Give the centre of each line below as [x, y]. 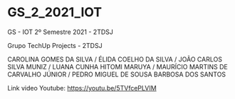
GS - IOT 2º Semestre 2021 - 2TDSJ [61, 32]
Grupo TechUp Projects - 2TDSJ [55, 45]
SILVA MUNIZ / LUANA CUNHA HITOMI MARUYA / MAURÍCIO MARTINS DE [117, 66]
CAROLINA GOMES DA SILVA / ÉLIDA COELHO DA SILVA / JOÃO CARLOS [115, 59]
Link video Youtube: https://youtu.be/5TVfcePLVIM [82, 88]
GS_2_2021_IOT [54, 12]
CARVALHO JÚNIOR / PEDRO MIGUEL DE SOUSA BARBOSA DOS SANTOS [117, 74]
